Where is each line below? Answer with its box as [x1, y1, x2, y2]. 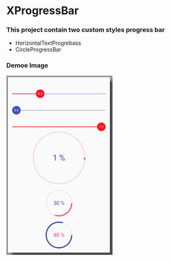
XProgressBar [6, 4, 79, 18]
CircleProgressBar [15, 46, 62, 53]
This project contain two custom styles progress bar [6, 26, 165, 34]
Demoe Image [6, 61, 49, 70]
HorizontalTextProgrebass [15, 39, 81, 47]
